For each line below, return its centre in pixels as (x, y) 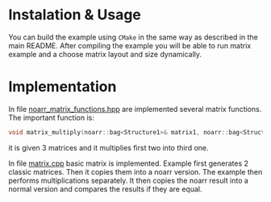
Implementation (63, 87)
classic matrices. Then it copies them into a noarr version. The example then (135, 171)
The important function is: (51, 117)
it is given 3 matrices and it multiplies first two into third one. (108, 147)
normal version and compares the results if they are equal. (105, 189)
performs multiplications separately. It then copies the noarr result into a (128, 180)
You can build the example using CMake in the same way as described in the (133, 37)
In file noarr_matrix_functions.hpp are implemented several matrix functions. (135, 109)
